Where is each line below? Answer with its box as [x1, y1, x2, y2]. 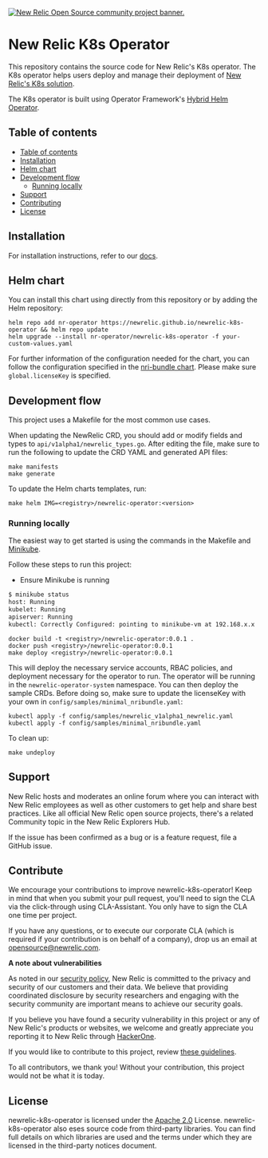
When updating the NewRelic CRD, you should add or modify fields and [8, 431, 243, 441]
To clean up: [8, 733, 49, 742]
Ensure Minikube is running [19, 575, 110, 585]
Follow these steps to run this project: [8, 559, 132, 570]
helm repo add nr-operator [8, 319, 98, 327]
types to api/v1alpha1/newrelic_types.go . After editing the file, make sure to [8, 439, 260, 449]
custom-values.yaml [8, 340, 73, 348]
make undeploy [8, 749, 56, 757]
